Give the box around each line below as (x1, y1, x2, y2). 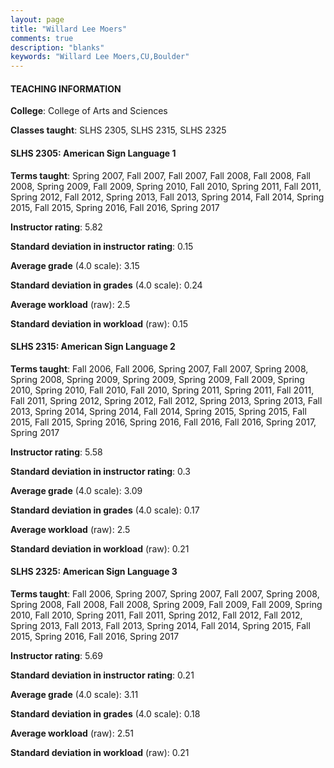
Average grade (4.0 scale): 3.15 (10, 259, 140, 271)
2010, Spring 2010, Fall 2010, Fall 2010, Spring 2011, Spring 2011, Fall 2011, (10, 384, 315, 396)
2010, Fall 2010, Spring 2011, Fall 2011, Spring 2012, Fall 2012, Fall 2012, (10, 609, 303, 621)
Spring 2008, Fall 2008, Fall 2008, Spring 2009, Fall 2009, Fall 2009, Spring (10, 598, 323, 610)
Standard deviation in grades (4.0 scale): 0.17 (10, 504, 200, 516)
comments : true (10, 33, 74, 43)
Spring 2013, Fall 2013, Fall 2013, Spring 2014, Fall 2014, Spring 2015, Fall (10, 619, 311, 631)
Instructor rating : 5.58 (10, 446, 103, 458)
